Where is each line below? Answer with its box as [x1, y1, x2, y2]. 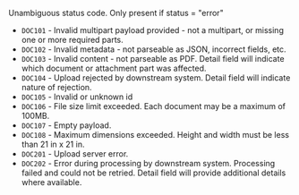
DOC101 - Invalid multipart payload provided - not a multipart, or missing [21, 25, 284, 35]
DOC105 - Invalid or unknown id [21, 91, 133, 102]
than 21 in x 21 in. [21, 139, 85, 149]
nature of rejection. [21, 82, 92, 92]
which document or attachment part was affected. [21, 63, 207, 73]
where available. [21, 177, 82, 187]
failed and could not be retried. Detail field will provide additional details [21, 167, 286, 178]
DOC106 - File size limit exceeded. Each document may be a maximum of [21, 101, 286, 111]
